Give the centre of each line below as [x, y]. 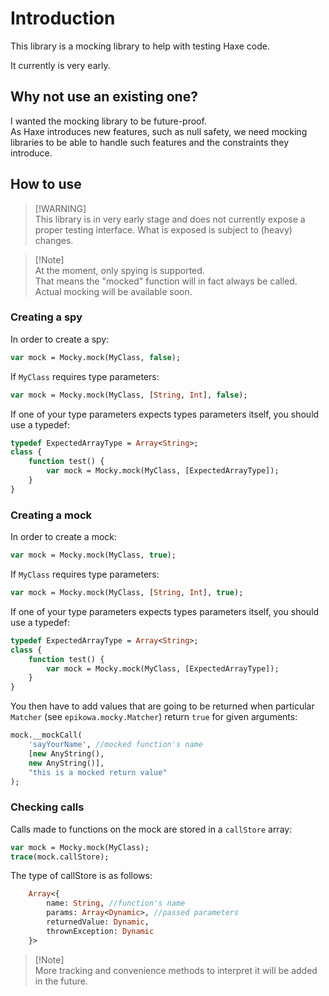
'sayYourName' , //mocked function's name [115, 745]
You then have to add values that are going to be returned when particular [162, 706]
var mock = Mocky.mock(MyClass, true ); [93, 555]
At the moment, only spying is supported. [119, 270]
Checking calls [47, 807]
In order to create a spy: [60, 339]
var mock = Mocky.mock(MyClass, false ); [96, 357]
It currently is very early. [60, 65]
